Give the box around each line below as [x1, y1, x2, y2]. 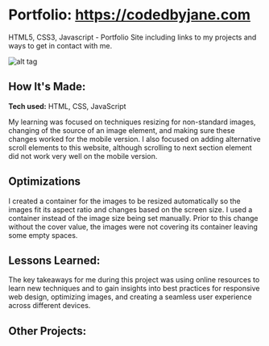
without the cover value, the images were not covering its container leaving [8, 222, 258, 231]
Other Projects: [8, 324, 87, 338]
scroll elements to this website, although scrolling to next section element [8, 143, 252, 152]
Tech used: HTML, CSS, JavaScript [8, 101, 126, 110]
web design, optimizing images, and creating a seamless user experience [8, 292, 252, 302]
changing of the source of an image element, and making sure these [8, 125, 235, 135]
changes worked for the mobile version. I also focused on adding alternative [8, 134, 261, 144]
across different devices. [8, 301, 91, 311]
